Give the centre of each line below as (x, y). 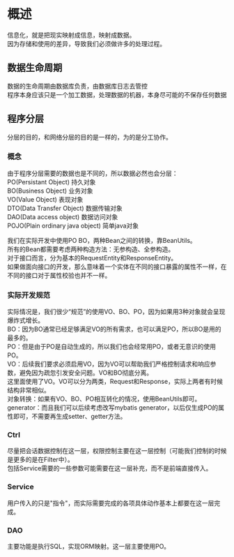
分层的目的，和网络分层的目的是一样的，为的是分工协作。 (89, 137)
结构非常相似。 (29, 390)
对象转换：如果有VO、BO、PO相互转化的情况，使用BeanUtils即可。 (104, 399)
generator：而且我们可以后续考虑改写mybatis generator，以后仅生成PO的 (113, 408)
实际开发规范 (29, 295)
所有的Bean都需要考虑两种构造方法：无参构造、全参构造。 (91, 249)
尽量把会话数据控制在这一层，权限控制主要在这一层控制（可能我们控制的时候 (117, 451)
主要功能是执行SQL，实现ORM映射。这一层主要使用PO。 (89, 547)
